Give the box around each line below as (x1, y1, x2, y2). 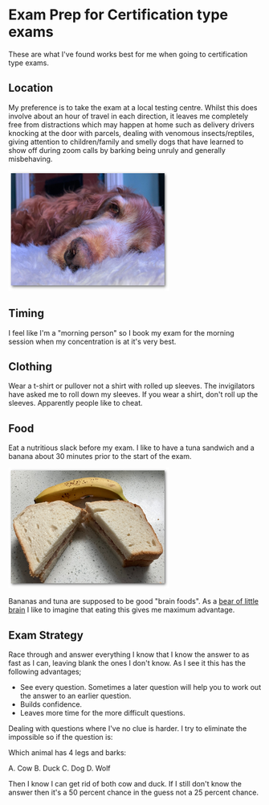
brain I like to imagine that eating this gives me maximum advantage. (8, 605, 235, 615)
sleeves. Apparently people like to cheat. (8, 398, 143, 408)
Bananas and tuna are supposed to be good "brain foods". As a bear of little (8, 597, 259, 606)
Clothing (8, 360, 52, 374)
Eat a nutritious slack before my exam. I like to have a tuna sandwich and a (8, 443, 255, 452)
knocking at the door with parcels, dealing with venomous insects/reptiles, (8, 128, 255, 138)
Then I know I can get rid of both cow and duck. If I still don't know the (8, 779, 243, 788)
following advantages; (8, 667, 82, 676)
